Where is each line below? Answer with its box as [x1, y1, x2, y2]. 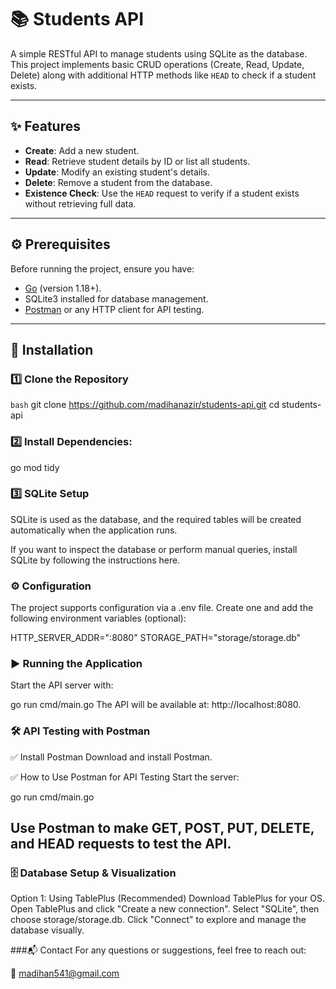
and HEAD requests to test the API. [10, 836, 232, 853]
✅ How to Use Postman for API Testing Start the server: [10, 771, 240, 783]
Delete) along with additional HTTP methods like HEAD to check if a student [10, 69, 317, 81]
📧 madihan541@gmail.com [10, 967, 120, 980]
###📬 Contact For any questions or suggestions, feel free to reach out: [10, 944, 307, 956]
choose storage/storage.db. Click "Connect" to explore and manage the [10, 914, 307, 926]
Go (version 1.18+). [24, 282, 102, 294]
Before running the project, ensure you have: [10, 262, 195, 275]
